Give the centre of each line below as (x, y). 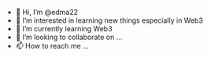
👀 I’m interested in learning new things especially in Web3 (109, 20)
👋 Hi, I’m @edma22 (47, 12)
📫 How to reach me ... (52, 46)
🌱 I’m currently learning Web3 (64, 29)
